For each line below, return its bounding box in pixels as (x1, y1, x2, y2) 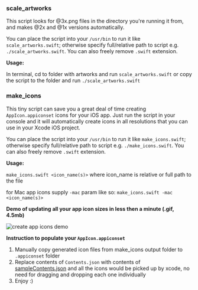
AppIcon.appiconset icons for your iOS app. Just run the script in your (6, 111, 176, 119)
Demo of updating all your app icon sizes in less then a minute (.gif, (6, 205, 174, 212)
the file (6, 177, 24, 184)
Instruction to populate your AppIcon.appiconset (6, 234, 125, 242)
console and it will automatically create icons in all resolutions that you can (6, 118, 188, 125)
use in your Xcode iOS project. (6, 124, 81, 131)
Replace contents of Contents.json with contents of (14, 258, 141, 265)
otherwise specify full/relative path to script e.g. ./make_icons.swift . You (6, 142, 184, 149)
